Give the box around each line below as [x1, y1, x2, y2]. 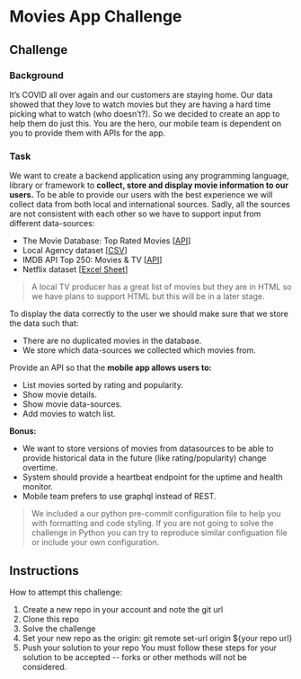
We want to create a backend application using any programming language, [9, 171, 289, 181]
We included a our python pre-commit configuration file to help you [31, 508, 281, 519]
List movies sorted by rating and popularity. [22, 380, 184, 391]
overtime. [22, 463, 58, 473]
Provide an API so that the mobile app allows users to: [9, 362, 213, 374]
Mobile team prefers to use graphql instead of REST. [22, 491, 217, 502]
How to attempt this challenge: [9, 586, 123, 597]
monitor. [22, 481, 54, 492]
